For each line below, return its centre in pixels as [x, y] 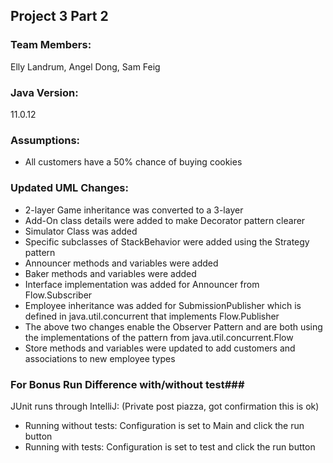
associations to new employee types [100, 358]
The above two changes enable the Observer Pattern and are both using [173, 326]
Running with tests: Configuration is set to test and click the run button [170, 446]
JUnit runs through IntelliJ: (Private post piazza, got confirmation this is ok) [165, 406]
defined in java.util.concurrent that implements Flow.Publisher [152, 316]
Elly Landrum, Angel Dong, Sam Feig [85, 66]
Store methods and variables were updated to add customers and [160, 348]
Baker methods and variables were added [110, 273]
